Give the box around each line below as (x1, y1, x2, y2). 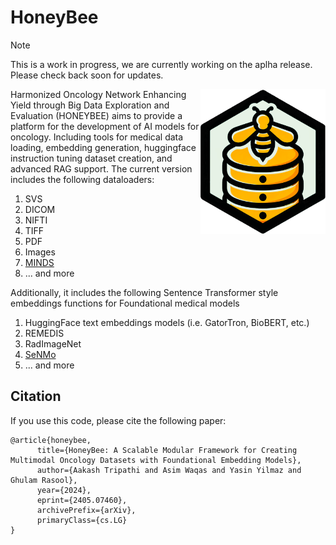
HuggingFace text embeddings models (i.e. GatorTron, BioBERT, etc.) (24, 316, 310, 328)
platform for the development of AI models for (10, 120, 200, 132)
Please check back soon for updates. (10, 69, 164, 81)
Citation (10, 388, 62, 405)
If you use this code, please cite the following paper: (10, 414, 227, 426)
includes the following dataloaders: (10, 173, 155, 185)
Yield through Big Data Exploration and (10, 99, 170, 111)
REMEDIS (24, 327, 65, 339)
